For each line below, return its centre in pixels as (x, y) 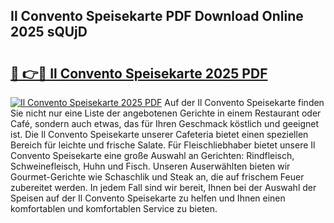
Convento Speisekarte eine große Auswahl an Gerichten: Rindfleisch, (152, 155)
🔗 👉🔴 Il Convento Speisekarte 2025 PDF (139, 73)
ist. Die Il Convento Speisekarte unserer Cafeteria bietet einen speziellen (159, 134)
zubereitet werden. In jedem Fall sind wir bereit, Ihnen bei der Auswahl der (163, 187)
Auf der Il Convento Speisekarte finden (244, 102)
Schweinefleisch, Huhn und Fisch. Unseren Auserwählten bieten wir (150, 166)
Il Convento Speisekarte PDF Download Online (157, 16)
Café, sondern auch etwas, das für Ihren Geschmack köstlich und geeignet (165, 123)
